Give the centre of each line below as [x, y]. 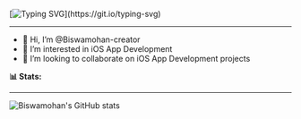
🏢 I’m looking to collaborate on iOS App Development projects [136, 59]
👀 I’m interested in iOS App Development [97, 49]
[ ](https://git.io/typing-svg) [85, 14]
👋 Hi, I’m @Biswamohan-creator [81, 39]
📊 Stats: [26, 76]
